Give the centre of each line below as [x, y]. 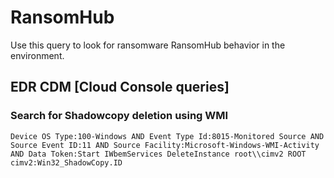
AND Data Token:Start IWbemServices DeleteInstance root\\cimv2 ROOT [158, 154]
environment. [37, 55]
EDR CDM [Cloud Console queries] [120, 87]
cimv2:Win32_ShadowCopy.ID [66, 162]
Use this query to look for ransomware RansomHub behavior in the [148, 45]
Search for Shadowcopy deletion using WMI [119, 116]
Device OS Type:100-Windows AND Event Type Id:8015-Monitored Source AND [167, 136]
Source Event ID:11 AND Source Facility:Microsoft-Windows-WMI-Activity [165, 145]
